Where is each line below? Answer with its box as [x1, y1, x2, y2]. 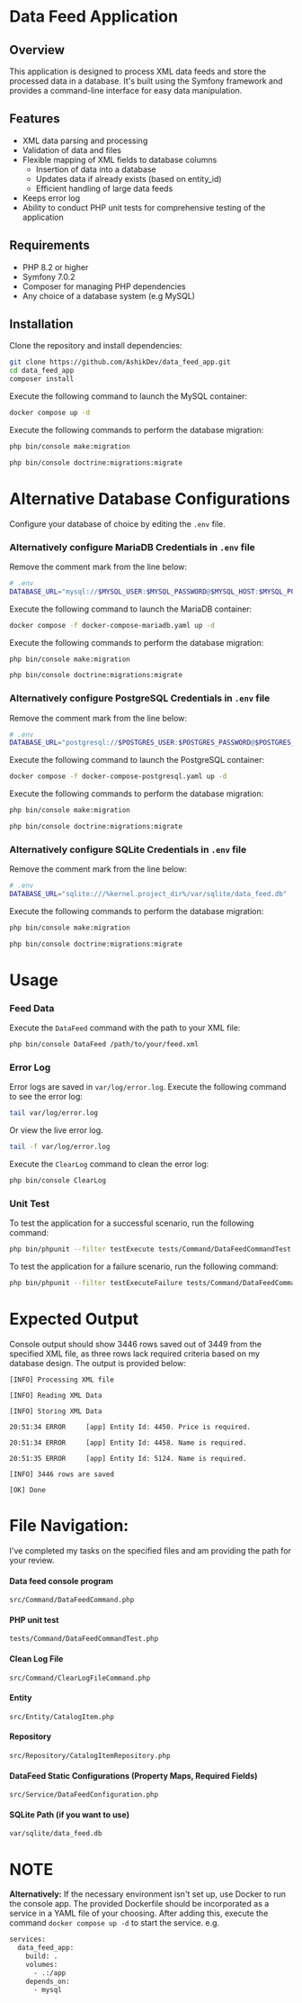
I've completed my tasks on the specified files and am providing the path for [9, 1545, 292, 1555]
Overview [9, 42, 66, 58]
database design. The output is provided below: [9, 1358, 187, 1369]
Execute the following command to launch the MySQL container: [9, 391, 248, 402]
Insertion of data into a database [35, 164, 156, 175]
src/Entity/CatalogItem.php [9, 1712, 115, 1721]
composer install [9, 375, 75, 384]
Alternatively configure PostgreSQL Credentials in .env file [9, 692, 271, 704]
